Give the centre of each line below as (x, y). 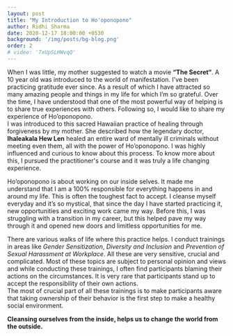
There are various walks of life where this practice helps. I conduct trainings (116, 239)
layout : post (26, 14)
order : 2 (20, 46)
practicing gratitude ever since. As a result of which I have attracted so (109, 87)
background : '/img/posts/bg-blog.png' (63, 40)
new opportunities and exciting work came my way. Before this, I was (106, 211)
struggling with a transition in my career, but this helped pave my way (107, 218)
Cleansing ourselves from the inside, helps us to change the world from (113, 319)
